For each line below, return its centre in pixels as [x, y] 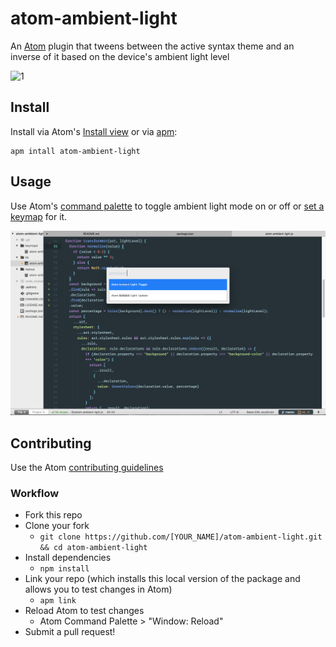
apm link [58, 601]
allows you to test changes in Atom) [98, 589]
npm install [64, 569]
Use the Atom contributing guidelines [87, 468]
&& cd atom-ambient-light [93, 548]
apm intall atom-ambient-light [75, 151]
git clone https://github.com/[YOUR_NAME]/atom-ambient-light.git [181, 537]
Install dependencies [68, 558]
